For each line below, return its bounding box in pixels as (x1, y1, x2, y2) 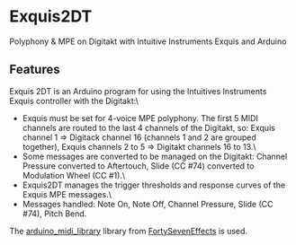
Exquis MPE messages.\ (22, 188, 112, 199)
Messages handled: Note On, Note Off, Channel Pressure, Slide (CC (22, 198, 274, 209)
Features (9, 62, 60, 77)
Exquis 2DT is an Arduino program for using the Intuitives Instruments (9, 85, 267, 96)
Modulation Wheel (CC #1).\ (22, 170, 126, 180)
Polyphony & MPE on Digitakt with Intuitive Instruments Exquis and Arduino (9, 36, 287, 47)
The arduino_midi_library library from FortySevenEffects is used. (9, 225, 248, 236)
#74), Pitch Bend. (22, 208, 87, 219)
